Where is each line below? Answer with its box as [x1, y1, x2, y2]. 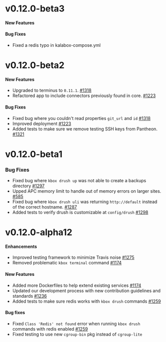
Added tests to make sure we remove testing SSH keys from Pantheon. [12, 125, 158, 132]
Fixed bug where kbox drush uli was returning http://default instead [12, 199, 158, 205]
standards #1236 [12, 293, 47, 299]
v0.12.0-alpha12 [5, 227, 73, 238]
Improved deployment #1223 [12, 120, 72, 126]
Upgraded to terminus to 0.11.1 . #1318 [12, 88, 92, 94]
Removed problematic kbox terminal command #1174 [12, 260, 122, 266]
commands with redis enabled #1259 [12, 326, 88, 332]
